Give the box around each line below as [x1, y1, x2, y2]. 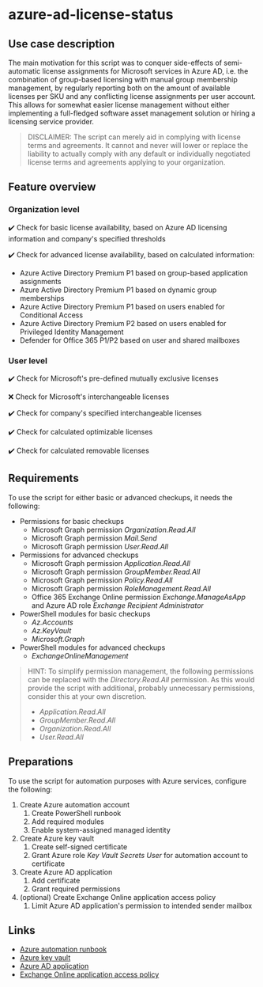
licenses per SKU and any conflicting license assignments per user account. [8, 92, 256, 101]
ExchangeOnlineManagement [31, 651, 129, 660]
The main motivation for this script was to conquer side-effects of [8, 58, 223, 67]
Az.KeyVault [31, 625, 72, 635]
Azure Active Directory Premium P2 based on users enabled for [19, 318, 227, 328]
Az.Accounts [31, 617, 73, 627]
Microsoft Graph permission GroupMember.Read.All [31, 567, 201, 576]
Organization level [8, 204, 81, 215]
